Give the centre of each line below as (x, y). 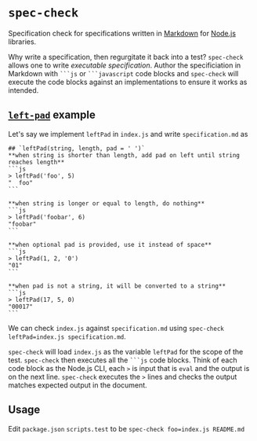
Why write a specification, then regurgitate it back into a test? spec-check (126, 57)
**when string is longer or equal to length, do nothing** (107, 203)
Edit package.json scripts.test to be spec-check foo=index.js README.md (127, 428)
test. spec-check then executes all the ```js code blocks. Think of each (123, 360)
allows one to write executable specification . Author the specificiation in (125, 65)
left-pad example (52, 115)
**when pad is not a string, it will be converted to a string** (117, 286)
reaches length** (36, 162)
